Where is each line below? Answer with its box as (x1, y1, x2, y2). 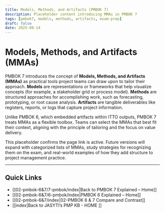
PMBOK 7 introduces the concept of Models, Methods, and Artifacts (5, 73, 145, 79)
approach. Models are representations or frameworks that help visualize (5, 84, 152, 90)
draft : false (5, 21, 32, 26)
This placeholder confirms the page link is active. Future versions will (5, 139, 145, 145)
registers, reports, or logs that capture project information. (5, 105, 123, 110)
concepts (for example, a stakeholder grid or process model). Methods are (5, 89, 157, 95)
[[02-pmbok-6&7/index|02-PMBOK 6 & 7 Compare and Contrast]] (12, 197, 146, 203)
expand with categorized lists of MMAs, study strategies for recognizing (5, 144, 151, 150)
